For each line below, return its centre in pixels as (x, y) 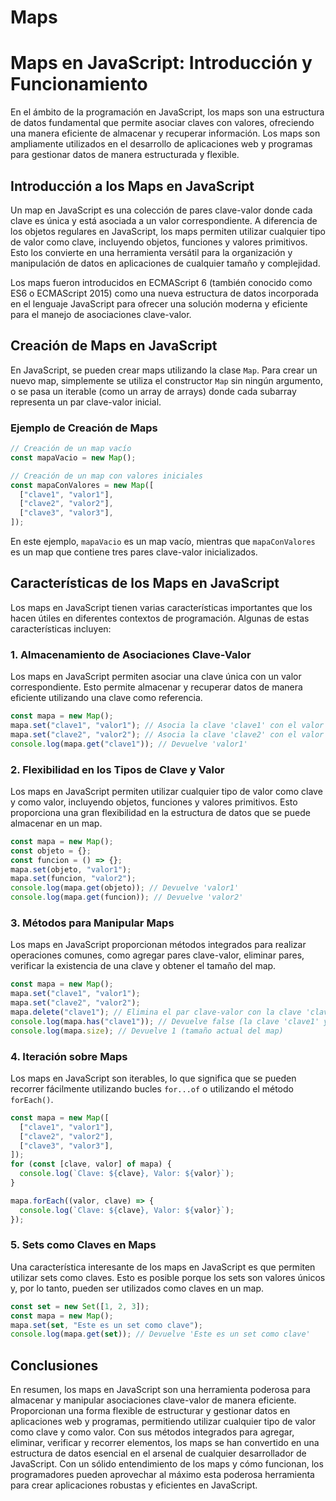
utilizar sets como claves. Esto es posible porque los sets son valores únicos (168, 1277)
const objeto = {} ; (51, 851)
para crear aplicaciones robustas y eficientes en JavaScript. (134, 1485)
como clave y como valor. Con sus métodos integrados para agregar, (152, 1432)
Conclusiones (54, 1365)
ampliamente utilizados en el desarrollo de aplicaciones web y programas (161, 144)
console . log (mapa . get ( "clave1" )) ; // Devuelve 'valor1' (129, 744)
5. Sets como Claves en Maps (83, 1245)
